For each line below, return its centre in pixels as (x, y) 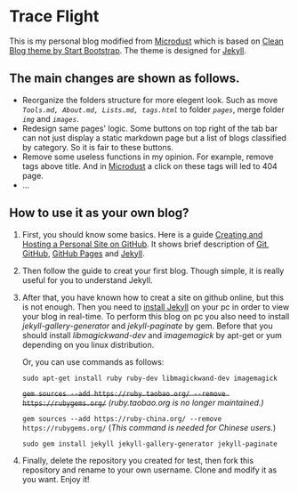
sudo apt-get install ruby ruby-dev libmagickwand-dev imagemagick (149, 378)
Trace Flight (54, 16)
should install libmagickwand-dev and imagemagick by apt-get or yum (152, 335)
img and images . (50, 118)
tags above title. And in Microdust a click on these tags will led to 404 (149, 166)
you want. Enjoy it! (56, 479)
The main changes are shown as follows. (125, 79)
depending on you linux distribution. (88, 344)
